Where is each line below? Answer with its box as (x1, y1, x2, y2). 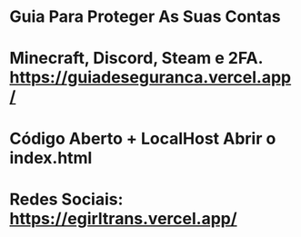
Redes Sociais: (9, 189, 124, 210)
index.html (9, 147, 93, 168)
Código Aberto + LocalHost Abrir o (9, 128, 276, 149)
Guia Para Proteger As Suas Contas (9, 6, 281, 27)
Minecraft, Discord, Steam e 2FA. (9, 48, 264, 69)
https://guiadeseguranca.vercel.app (9, 67, 292, 88)
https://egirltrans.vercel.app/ (9, 208, 238, 229)
